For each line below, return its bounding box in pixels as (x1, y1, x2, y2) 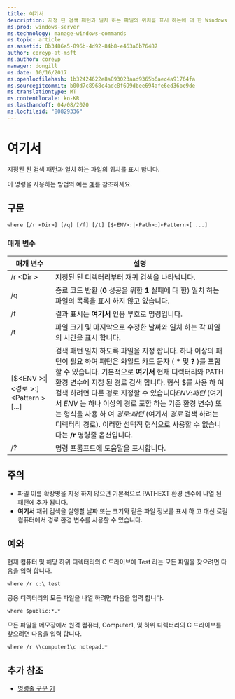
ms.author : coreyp (7, 56, 61, 63)
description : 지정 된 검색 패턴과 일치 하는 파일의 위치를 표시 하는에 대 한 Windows (7, 17, 227, 24)
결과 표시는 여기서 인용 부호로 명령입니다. (55, 309, 183, 319)
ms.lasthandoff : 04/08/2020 (7, 102, 90, 109)
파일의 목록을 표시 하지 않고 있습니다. (55, 296, 170, 306)
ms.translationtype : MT (7, 88, 77, 95)
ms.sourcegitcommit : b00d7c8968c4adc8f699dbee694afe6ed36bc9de (7, 82, 196, 89)
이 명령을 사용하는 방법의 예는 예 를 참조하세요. (7, 179, 133, 188)
